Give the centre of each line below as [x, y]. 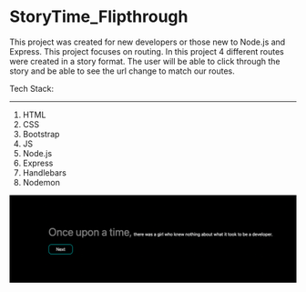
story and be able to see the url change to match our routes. [122, 71]
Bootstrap [41, 134]
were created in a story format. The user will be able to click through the [145, 61]
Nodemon [41, 182]
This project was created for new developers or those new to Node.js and [148, 42]
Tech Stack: [32, 88]
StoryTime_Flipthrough [99, 17]
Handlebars [44, 172]
